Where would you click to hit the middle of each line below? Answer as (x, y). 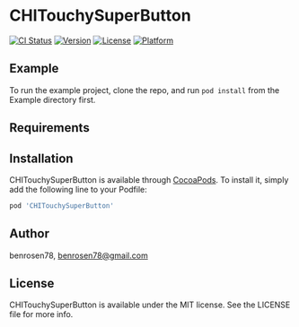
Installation (41, 158)
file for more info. (41, 314)
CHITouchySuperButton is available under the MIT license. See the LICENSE (150, 305)
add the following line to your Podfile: (79, 189)
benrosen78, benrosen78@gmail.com (79, 255)
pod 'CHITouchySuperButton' (62, 206)
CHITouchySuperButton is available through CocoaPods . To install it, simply (149, 179)
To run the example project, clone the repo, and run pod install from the (145, 90)
